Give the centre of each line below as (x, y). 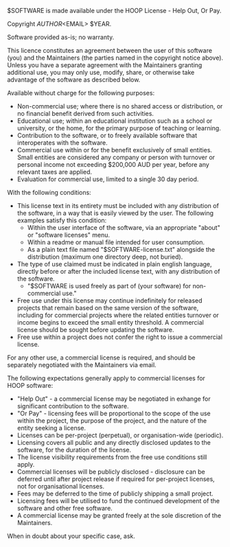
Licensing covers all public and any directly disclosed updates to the (114, 442)
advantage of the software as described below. (74, 80)
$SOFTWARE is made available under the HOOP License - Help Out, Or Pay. (114, 11)
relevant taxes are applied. (55, 172)
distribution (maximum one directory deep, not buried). (105, 257)
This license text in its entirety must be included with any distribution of (118, 206)
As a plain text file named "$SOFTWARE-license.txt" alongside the (121, 249)
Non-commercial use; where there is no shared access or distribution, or (120, 106)
